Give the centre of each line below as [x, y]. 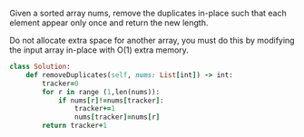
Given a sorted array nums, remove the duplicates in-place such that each [148, 13]
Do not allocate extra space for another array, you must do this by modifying [152, 40]
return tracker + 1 [74, 126]
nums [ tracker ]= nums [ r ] [117, 117]
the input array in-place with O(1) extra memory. [99, 50]
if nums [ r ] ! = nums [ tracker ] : [111, 100]
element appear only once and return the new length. [109, 23]
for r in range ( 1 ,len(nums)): [101, 92]
